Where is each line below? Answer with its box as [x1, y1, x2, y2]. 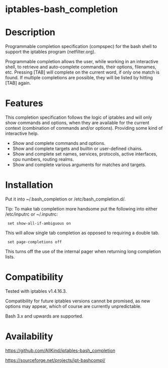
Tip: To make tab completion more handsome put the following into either [5, 206, 158, 212]
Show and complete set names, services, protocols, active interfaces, [12, 151, 158, 157]
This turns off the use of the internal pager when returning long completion [5, 248, 161, 254]
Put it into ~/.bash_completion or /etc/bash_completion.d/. [5, 196, 126, 202]
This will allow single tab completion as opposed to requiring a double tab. [5, 230, 160, 236]
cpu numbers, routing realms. [12, 156, 74, 163]
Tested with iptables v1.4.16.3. [5, 288, 67, 294]
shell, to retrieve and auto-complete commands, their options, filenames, [5, 64, 156, 70]
